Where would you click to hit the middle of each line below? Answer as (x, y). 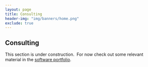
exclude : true (19, 23)
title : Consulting (24, 14)
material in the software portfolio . (38, 60)
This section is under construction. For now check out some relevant (74, 54)
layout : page (18, 9)
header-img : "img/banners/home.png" (42, 18)
